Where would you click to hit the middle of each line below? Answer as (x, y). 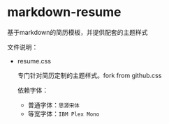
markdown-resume (64, 12)
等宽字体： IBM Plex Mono (64, 114)
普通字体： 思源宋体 (54, 104)
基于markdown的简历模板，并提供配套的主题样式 (78, 32)
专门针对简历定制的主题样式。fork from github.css (89, 75)
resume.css (34, 61)
